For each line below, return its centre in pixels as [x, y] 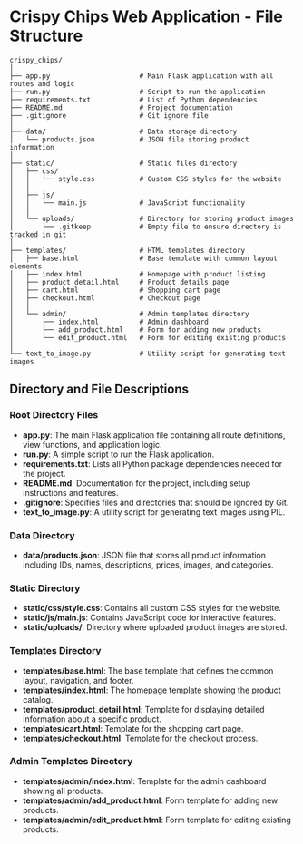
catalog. [38, 699]
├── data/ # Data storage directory [123, 131]
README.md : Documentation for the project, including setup [137, 483]
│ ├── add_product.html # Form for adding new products [135, 330]
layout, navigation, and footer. [78, 680]
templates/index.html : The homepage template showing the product [151, 690]
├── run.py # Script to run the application [137, 92]
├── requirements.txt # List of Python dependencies [133, 100]
